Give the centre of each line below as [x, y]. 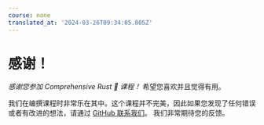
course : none [29, 15]
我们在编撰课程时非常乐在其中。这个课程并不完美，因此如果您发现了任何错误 [132, 103]
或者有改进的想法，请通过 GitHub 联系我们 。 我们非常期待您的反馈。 [119, 113]
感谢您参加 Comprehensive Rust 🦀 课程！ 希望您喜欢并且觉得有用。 [117, 87]
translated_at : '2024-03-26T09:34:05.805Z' [81, 23]
